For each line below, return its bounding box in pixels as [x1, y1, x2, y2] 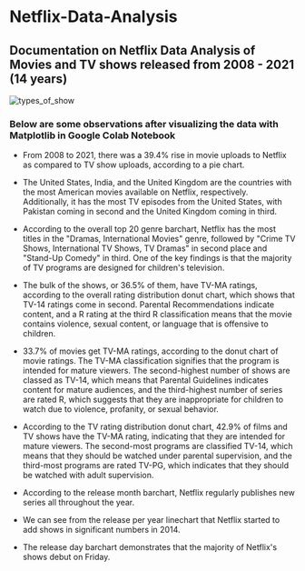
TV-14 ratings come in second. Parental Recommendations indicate [22, 299, 275, 310]
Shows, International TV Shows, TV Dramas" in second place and [22, 243, 268, 254]
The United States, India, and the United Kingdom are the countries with [22, 177, 292, 188]
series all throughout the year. [22, 497, 134, 508]
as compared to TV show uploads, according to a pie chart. [22, 159, 245, 170]
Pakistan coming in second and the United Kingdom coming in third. [22, 206, 278, 217]
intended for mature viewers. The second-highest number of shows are [22, 366, 290, 376]
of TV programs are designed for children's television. [22, 262, 225, 274]
